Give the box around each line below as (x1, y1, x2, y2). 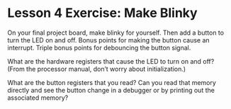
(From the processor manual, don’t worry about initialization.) (7, 64, 186, 73)
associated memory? (7, 93, 69, 102)
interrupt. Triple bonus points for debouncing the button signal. (7, 43, 191, 52)
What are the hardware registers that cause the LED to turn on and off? (7, 57, 215, 65)
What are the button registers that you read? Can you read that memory (7, 78, 216, 86)
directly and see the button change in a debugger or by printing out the (7, 86, 215, 94)
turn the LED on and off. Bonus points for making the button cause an (7, 35, 210, 44)
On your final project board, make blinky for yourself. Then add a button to (7, 28, 225, 37)
